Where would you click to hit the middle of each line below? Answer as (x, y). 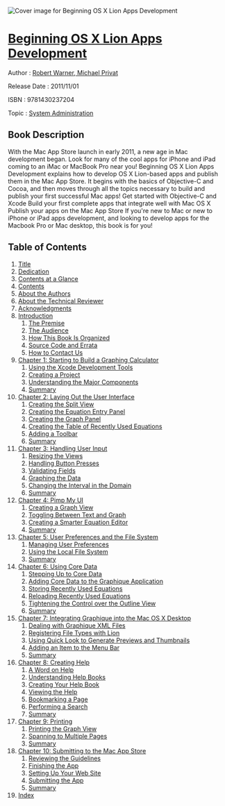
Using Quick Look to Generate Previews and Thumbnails (109, 640)
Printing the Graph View (62, 728)
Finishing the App (53, 765)
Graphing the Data (55, 478)
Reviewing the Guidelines (65, 758)
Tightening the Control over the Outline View (92, 603)
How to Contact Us (56, 352)
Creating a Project (54, 374)
